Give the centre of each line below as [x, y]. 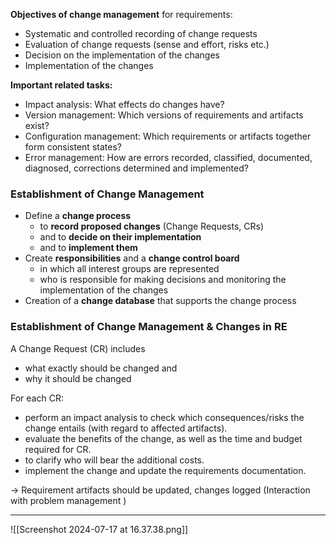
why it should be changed [78, 378]
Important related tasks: [61, 85]
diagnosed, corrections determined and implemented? [136, 168]
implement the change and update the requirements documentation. [165, 470]
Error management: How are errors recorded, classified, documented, [168, 157]
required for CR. [58, 449]
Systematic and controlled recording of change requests [141, 33]
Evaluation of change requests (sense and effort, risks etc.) [147, 44]
